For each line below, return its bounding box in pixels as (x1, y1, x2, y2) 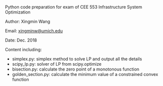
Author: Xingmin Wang (5, 19, 50, 24)
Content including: (5, 47, 42, 52)
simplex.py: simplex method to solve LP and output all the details (12, 56, 142, 62)
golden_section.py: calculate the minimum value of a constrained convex (12, 72, 158, 77)
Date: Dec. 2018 (5, 37, 37, 43)
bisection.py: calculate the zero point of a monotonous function (12, 66, 140, 72)
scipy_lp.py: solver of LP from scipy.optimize (12, 61, 102, 67)
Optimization (5, 9, 31, 15)
